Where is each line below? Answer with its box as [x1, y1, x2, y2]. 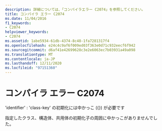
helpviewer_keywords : [5, 29, 49, 34]
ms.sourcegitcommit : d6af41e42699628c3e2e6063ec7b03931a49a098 [5, 47, 136, 52]
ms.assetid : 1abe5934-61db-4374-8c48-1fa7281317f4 [5, 39, 110, 44]
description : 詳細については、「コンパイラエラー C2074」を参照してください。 [5, 7, 146, 12]
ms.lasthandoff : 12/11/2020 [5, 61, 62, 66]
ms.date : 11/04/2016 [5, 16, 47, 21]
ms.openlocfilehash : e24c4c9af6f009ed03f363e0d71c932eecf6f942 [5, 43, 136, 48]
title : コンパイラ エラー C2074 [5, 12, 65, 16]
